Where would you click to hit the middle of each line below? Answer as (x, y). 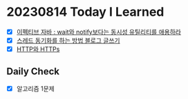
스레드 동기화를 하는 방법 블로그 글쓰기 (68, 41)
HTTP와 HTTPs (38, 49)
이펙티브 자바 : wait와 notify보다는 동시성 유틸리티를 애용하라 (98, 32)
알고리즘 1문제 (35, 88)
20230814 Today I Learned (85, 12)
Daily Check (33, 71)
